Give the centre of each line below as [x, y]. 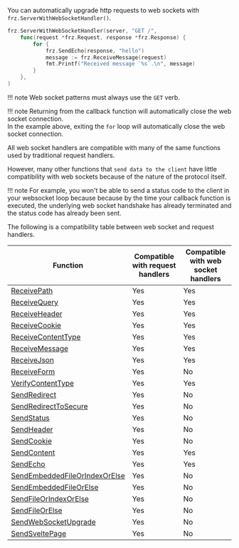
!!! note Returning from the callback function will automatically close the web [119, 111]
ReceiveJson [33, 360]
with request [154, 265]
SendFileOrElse [37, 510]
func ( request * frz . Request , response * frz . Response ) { [103, 37]
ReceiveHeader [37, 314]
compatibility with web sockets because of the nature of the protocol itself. [117, 176]
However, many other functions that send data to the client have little [112, 169]
